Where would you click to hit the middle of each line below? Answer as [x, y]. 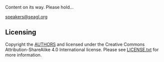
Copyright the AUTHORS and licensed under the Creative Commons [75, 44]
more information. [23, 55]
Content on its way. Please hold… [39, 7]
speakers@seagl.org [26, 17]
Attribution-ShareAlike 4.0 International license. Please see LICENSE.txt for [82, 50]
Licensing [21, 32]
